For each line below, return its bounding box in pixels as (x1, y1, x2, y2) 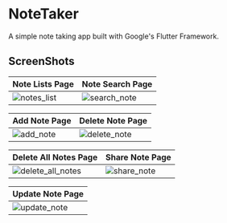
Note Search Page (81, 78, 153, 89)
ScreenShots (8, 55, 75, 68)
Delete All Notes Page (12, 152, 98, 163)
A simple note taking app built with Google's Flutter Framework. (8, 31, 220, 41)
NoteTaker (8, 5, 79, 23)
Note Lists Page (12, 78, 74, 89)
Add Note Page (12, 115, 72, 126)
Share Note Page (105, 152, 171, 163)
